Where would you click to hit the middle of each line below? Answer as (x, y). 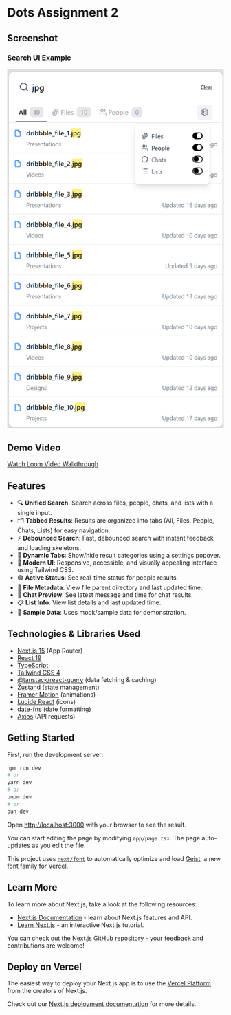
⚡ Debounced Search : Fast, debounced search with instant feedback (115, 538)
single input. (35, 512)
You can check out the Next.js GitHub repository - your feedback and (106, 938)
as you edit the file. (59, 845)
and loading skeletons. (49, 547)
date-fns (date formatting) (54, 709)
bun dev (18, 811)
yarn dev (20, 783)
